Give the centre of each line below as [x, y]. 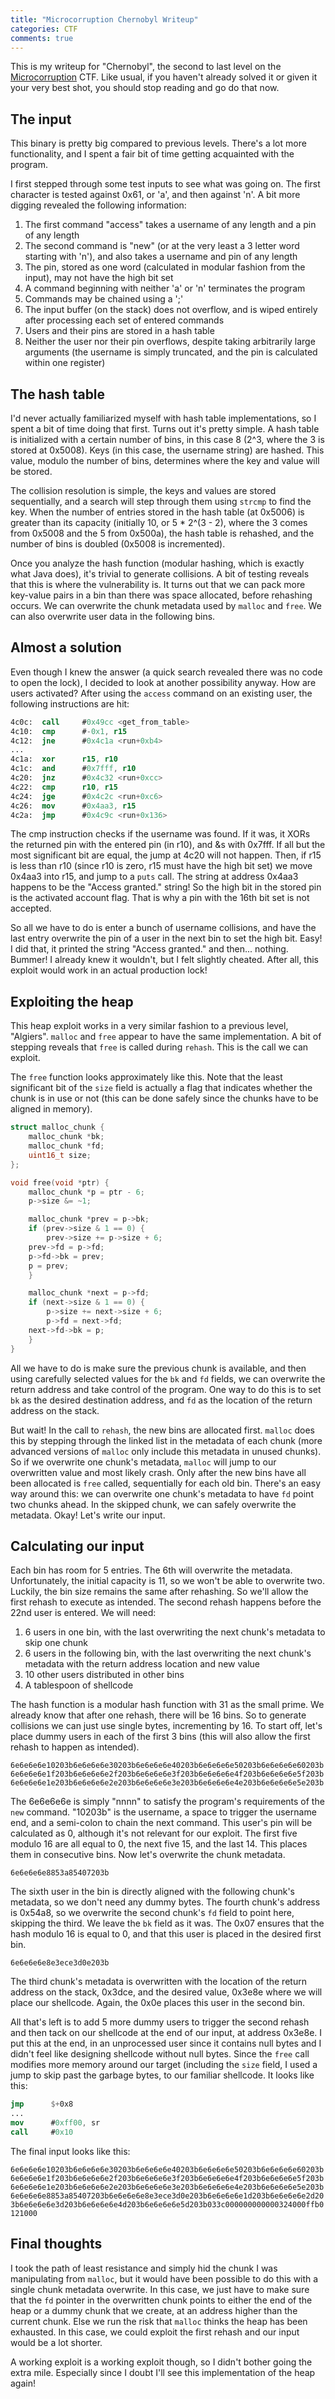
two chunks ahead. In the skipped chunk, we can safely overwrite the [153, 1504]
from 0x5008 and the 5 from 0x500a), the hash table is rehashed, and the [162, 533]
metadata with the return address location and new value [142, 1664]
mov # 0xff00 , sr [55, 2123]
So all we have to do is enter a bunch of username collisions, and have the [163, 928]
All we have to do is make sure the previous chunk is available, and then [158, 1368]
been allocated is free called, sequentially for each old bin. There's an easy [166, 1483]
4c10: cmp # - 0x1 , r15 [69, 731]
